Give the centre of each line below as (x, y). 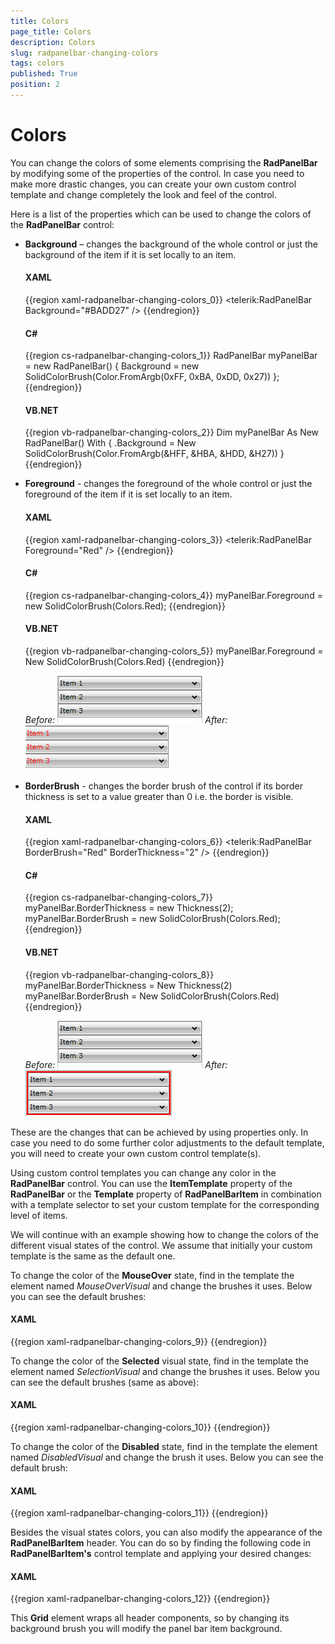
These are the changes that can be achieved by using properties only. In (159, 1132)
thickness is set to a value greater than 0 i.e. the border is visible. (159, 797)
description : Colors (53, 42)
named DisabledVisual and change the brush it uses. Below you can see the (167, 1457)
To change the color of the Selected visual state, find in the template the (159, 1361)
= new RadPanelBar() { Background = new (112, 366)
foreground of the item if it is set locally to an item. (128, 494)
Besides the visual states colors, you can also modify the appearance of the (166, 1532)
